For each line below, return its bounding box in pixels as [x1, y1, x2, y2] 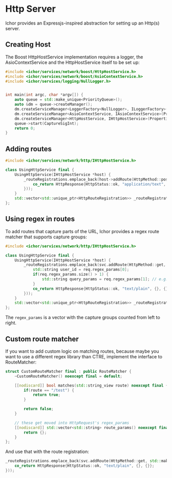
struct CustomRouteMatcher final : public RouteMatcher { [5, 369, 132, 374]
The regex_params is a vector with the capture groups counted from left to [5, 314, 160, 321]
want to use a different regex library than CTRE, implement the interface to [5, 353, 163, 359]
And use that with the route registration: [5, 448, 90, 455]
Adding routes [5, 144, 52, 153]
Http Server [5, 3, 56, 15]
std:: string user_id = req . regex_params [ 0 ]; [32, 267, 130, 272]
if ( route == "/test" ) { [24, 388, 74, 393]
